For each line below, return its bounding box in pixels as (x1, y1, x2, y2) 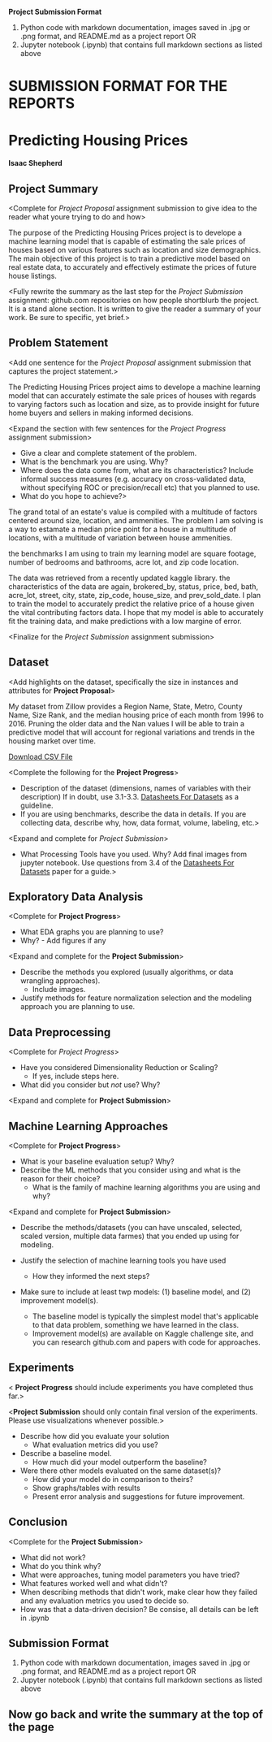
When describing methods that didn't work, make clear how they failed (19, 1587, 258, 1597)
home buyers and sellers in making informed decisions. (8, 408, 193, 418)
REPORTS (8, 94, 76, 113)
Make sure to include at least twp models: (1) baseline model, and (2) (19, 1287, 252, 1297)
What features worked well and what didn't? (19, 1578, 168, 1588)
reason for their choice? (19, 1174, 101, 1183)
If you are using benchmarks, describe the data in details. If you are (19, 808, 247, 819)
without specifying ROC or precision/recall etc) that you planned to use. (19, 483, 261, 492)
